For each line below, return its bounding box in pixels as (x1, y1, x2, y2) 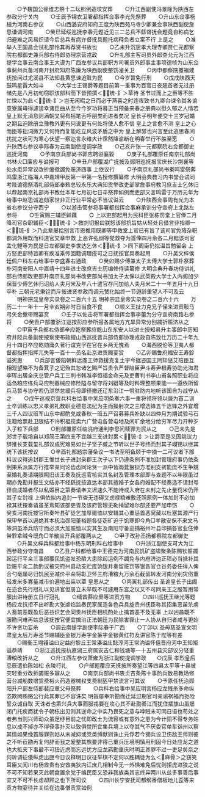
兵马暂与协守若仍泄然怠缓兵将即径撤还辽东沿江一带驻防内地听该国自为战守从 (6, 387, 199, 394)
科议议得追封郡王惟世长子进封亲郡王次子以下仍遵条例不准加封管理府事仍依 (6, 456, 193, 463)
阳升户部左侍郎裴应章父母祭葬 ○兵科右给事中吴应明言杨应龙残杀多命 (6, 685, 189, 692)
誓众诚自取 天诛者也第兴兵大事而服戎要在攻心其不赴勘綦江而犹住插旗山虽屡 (6, 700, 195, 707)
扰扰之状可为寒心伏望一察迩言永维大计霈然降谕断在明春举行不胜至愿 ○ (6, 135, 195, 142)
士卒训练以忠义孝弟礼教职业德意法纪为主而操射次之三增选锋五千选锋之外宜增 (6, 402, 199, 409)
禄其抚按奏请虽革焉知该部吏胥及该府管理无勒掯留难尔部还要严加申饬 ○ (6, 501, 195, 509)
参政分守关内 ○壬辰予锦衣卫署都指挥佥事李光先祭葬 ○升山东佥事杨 (6, 13, 196, 20)
